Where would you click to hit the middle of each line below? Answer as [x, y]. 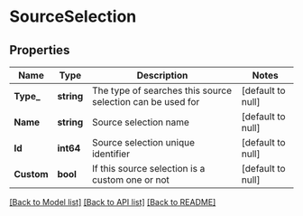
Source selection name [140, 122]
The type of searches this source [162, 90]
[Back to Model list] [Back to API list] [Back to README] [113, 202]
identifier [111, 154]
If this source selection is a [148, 169]
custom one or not [130, 180]
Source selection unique [143, 142]
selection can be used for [146, 102]
